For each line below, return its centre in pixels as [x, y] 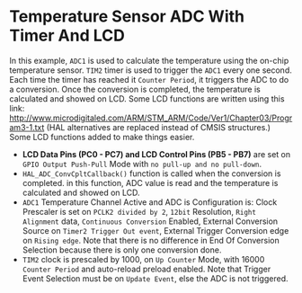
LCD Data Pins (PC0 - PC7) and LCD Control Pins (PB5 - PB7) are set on [156, 154]
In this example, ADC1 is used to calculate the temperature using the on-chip [149, 60]
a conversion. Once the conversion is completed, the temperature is [135, 89]
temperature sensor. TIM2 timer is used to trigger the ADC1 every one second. [151, 70]
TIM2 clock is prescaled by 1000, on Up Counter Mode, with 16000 [143, 259]
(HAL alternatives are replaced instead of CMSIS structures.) [159, 127]
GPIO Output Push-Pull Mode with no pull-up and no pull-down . [142, 164]
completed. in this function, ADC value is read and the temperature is [150, 182]
